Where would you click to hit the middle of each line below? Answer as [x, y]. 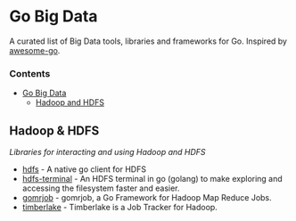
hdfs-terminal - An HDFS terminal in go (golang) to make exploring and [152, 179]
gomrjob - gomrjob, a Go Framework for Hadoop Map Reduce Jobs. [147, 198]
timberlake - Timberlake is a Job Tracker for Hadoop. [120, 208]
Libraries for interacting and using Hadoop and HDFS [108, 152]
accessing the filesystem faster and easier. [101, 188]
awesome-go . [35, 50]
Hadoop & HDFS [54, 131]
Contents [30, 73]
